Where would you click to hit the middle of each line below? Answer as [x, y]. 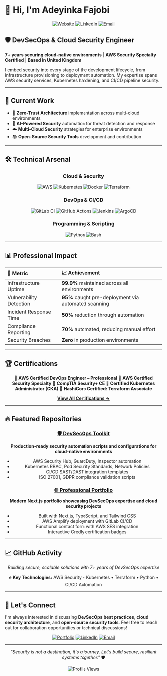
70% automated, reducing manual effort [108, 329]
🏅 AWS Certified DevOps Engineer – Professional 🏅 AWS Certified [83, 378]
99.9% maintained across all [95, 283]
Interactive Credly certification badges [87, 532]
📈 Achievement [81, 273]
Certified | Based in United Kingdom [43, 60]
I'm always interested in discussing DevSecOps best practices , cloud [77, 617]
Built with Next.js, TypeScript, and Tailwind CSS [87, 516]
